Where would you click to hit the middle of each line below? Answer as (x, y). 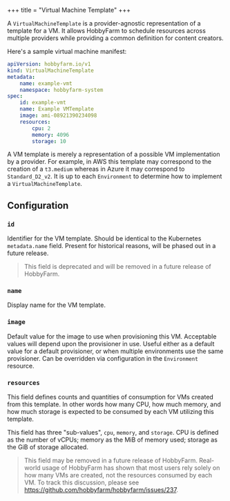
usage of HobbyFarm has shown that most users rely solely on (131, 467)
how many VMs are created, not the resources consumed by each (118, 475)
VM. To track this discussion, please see (82, 482)
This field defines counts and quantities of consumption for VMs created (111, 397)
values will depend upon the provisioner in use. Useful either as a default (111, 343)
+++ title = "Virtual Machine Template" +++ (69, 10)
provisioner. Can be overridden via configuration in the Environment (103, 358)
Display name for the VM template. (56, 305)
